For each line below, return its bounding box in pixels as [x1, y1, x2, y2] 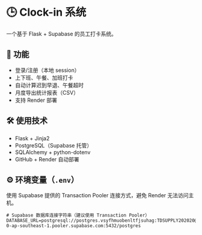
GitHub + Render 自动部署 [14, 155, 79, 162]
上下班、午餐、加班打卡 [14, 74, 73, 81]
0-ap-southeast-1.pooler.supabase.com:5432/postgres [6, 223, 141, 229]
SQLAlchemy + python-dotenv [14, 148, 91, 156]
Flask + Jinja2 [14, 134, 50, 141]
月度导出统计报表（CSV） [14, 89, 79, 96]
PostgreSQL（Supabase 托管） [14, 141, 93, 149]
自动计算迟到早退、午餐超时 [14, 82, 84, 89]
